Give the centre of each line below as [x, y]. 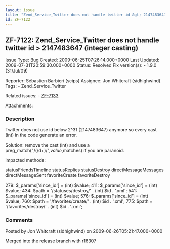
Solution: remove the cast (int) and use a [48, 145]
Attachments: [19, 106]
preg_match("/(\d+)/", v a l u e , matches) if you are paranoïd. [65, 151]
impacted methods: [26, 160]
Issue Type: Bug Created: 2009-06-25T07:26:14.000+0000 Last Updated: [82, 60]
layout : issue [20, 10]
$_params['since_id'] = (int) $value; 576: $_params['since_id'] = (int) [77, 196]
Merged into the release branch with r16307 [51, 241]
